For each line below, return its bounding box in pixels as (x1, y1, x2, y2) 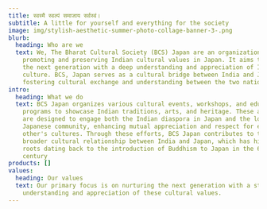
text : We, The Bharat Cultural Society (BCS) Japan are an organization (15, 48, 261, 56)
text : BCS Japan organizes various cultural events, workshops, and (15, 100, 247, 108)
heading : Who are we (15, 41, 83, 49)
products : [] (8, 160, 52, 168)
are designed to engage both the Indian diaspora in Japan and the (22, 115, 250, 123)
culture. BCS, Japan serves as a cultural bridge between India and (22, 71, 254, 79)
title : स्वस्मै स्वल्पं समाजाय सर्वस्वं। (8, 11, 101, 20)
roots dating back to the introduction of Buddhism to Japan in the (22, 145, 254, 153)
